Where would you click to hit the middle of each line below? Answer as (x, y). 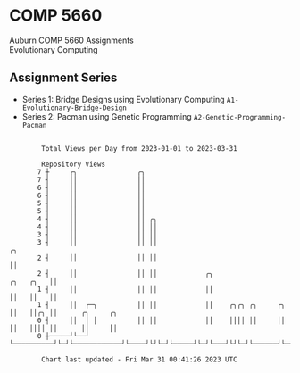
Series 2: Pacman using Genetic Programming (107, 116)
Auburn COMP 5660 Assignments (71, 40)
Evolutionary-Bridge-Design (74, 108)
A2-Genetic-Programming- (240, 117)
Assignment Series (63, 78)
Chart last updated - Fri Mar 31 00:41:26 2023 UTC (140, 359)
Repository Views (73, 164)
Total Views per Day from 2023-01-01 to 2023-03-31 (140, 148)
